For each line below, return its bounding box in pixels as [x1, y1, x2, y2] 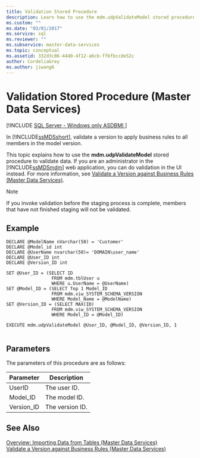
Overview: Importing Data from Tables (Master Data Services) [6, 438, 158, 446]
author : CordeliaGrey [6, 58, 60, 64]
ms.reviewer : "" [6, 36, 46, 42]
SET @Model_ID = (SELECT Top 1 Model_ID [6, 286, 108, 292]
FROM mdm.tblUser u [51, 275, 100, 281]
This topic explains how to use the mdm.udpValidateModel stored [6, 151, 170, 158]
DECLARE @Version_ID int [6, 260, 68, 266]
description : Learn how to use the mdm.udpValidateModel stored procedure [6, 14, 196, 20]
